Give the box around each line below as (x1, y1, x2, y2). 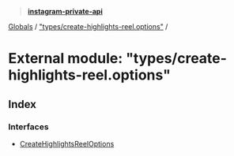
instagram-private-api (27, 7, 103, 16)
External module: (8, 50, 123, 68)
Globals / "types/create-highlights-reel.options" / (8, 22, 168, 31)
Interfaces (8, 121, 49, 132)
